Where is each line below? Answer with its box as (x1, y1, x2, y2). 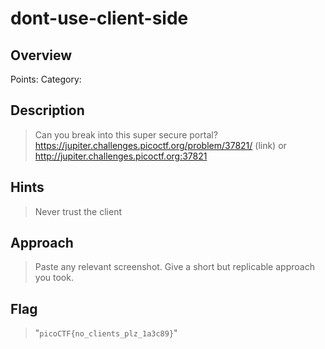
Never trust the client (34, 205, 122, 217)
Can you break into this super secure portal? (34, 128, 218, 141)
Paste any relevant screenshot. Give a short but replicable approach (34, 261, 315, 273)
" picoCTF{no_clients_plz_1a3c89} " (34, 327, 178, 339)
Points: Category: (10, 73, 82, 85)
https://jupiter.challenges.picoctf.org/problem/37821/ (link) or (34, 139, 287, 151)
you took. (34, 272, 74, 284)
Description (10, 102, 85, 119)
